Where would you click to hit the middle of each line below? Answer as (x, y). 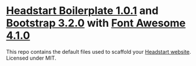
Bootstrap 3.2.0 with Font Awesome (96, 23)
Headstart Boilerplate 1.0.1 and (82, 11)
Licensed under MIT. (31, 58)
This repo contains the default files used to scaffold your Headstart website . (99, 51)
